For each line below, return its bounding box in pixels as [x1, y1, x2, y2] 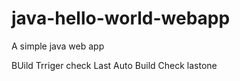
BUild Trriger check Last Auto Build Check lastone [11, 59, 218, 71]
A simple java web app [11, 40, 105, 52]
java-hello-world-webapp [11, 7, 231, 30]
